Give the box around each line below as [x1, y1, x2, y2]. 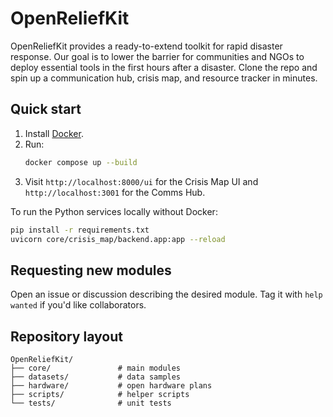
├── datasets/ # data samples [10, 372, 182, 382]
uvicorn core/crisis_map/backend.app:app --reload [10, 234, 226, 244]
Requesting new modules [10, 262, 172, 279]
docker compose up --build [24, 157, 138, 167]
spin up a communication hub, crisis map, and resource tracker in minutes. [10, 72, 318, 84]
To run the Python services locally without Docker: [10, 205, 218, 217]
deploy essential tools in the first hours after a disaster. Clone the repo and [10, 61, 318, 73]
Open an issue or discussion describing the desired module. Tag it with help [10, 288, 323, 301]
